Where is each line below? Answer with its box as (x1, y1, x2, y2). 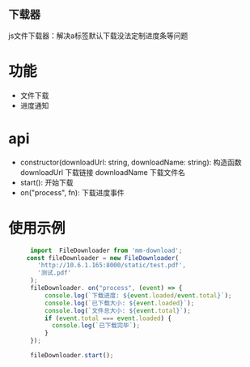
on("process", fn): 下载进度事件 (19, 187, 125, 197)
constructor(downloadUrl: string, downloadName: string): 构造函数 (19, 157, 243, 167)
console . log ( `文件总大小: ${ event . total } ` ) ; (44, 306, 192, 314)
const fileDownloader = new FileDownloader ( (26, 254, 180, 262)
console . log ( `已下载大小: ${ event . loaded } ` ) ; (44, 299, 195, 307)
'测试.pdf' (37, 269, 72, 277)
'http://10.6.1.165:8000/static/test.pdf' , (37, 262, 186, 270)
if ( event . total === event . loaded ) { (44, 314, 172, 322)
